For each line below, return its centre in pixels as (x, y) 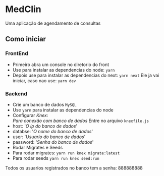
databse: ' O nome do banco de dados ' (53, 131)
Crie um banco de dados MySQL (44, 104)
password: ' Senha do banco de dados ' (53, 142)
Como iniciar (26, 39)
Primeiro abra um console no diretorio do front (61, 65)
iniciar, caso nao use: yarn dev (44, 80)
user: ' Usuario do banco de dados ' (49, 137)
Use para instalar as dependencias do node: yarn (64, 70)
